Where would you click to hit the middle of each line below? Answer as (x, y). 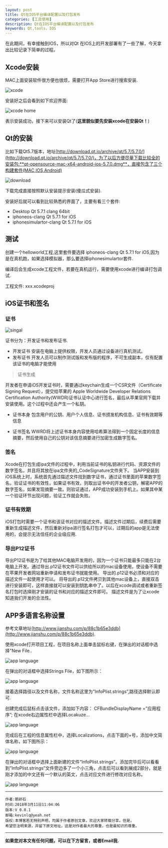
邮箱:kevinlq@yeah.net (28, 815)
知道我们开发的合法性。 (29, 598)
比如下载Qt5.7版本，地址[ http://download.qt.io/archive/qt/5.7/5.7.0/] (75, 151)
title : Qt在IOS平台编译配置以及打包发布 (43, 15)
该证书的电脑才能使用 (34, 364)
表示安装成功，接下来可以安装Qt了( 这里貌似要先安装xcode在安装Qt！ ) (77, 121)
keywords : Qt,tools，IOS (31, 29)
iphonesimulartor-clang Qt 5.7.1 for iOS (52, 222)
